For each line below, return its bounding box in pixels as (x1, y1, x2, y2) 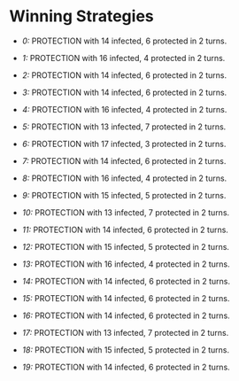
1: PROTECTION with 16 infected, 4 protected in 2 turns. (21, 52, 226, 63)
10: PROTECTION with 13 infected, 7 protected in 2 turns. (21, 206, 230, 218)
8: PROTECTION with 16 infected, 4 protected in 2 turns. (21, 173, 227, 183)
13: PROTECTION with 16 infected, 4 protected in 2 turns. (21, 259, 230, 269)
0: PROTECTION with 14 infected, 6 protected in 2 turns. (21, 35, 227, 46)
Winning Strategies (9, 6, 155, 27)
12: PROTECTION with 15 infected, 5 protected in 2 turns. (21, 241, 230, 252)
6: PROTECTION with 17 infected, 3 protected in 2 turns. (21, 138, 227, 149)
